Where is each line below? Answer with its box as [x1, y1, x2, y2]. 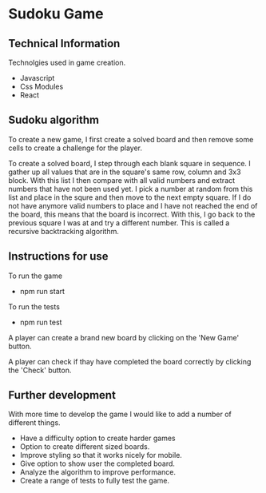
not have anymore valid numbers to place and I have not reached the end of [8, 201, 258, 210]
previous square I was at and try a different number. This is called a [8, 217, 230, 228]
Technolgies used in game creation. [8, 58, 126, 67]
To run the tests [8, 301, 60, 312]
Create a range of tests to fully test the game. [19, 476, 170, 486]
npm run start [19, 286, 66, 296]
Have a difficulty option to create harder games [19, 433, 176, 443]
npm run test [19, 317, 62, 327]
